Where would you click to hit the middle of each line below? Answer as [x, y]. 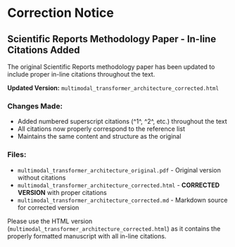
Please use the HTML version [50, 221]
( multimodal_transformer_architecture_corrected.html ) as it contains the [114, 228]
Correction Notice [61, 13]
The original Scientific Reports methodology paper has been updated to [111, 67]
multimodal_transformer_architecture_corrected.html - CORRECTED [119, 185]
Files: [17, 155]
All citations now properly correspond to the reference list [101, 129]
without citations [42, 177]
